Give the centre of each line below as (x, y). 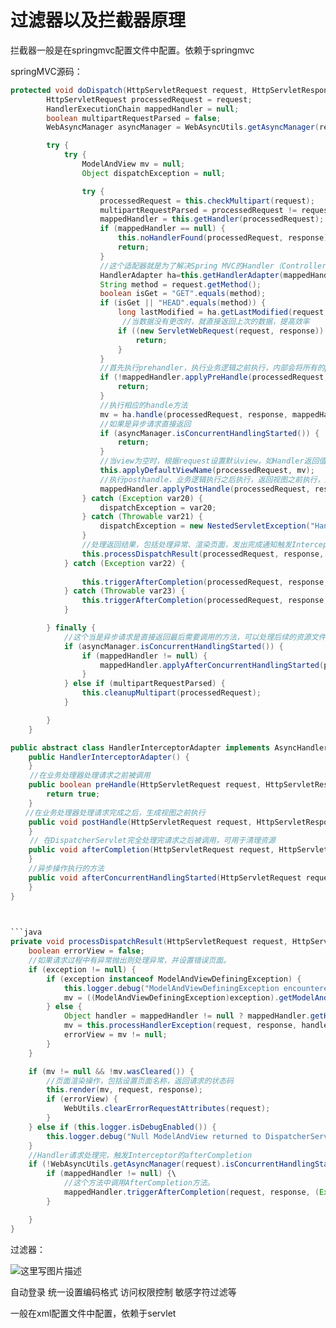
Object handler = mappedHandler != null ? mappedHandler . (187, 1016)
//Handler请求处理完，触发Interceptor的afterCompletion (140, 1155)
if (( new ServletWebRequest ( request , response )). (223, 331)
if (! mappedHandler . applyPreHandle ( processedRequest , (214, 377)
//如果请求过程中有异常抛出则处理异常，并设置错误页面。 (130, 961)
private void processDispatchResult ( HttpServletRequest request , (149, 942)
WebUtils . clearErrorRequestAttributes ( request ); (167, 1109)
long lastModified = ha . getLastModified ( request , (223, 312)
